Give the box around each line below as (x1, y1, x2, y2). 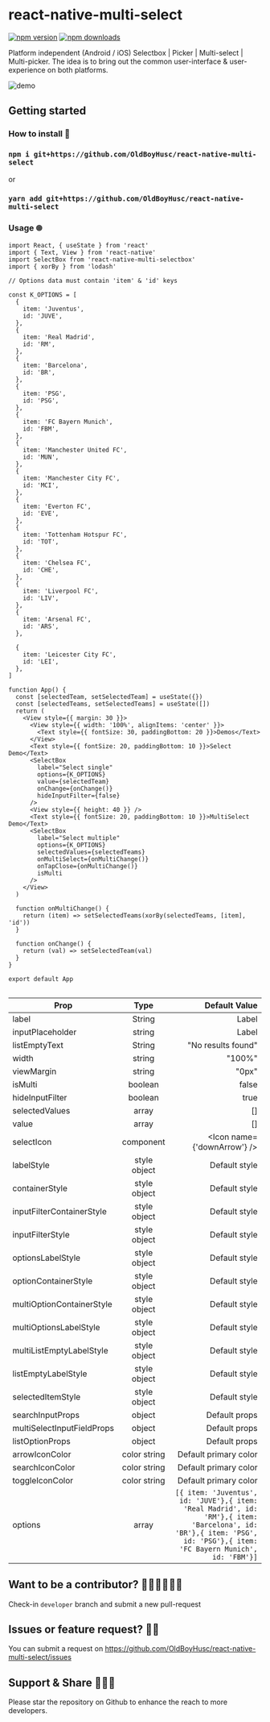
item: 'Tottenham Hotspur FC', (22, 530, 128, 539)
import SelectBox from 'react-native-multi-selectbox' (8, 256, 196, 264)
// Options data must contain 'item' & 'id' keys (8, 277, 178, 285)
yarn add (8, 194, 43, 203)
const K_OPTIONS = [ (8, 290, 78, 299)
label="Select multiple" (37, 834, 121, 842)
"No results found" (187, 1039, 258, 1050)
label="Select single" (37, 763, 113, 772)
